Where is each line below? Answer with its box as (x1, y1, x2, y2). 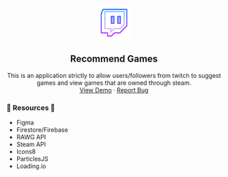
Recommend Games (70, 53, 158, 65)
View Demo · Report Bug (79, 85, 149, 94)
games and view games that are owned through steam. (36, 79, 192, 87)
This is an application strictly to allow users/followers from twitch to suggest (7, 71, 221, 79)
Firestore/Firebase (16, 126, 69, 134)
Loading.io (16, 162, 46, 170)
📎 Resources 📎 (6, 103, 55, 112)
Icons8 (16, 148, 36, 156)
